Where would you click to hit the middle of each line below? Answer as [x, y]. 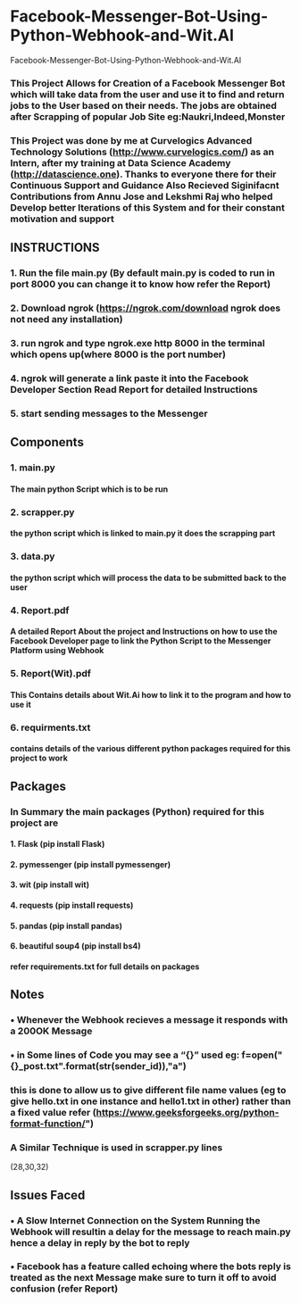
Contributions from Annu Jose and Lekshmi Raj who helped [142, 196]
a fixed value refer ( [53, 1112]
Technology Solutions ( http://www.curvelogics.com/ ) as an [142, 152]
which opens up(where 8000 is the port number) [118, 354]
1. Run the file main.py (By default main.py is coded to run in [143, 273]
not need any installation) [67, 320]
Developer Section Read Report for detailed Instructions [134, 389]
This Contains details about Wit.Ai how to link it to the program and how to [151, 694]
